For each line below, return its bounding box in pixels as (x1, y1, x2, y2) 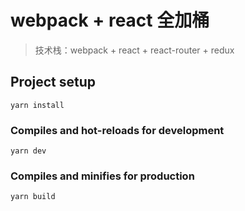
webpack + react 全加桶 (10, 9, 210, 32)
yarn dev (10, 146, 47, 156)
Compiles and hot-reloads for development (10, 123, 225, 137)
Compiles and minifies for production (10, 169, 195, 183)
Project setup (10, 74, 97, 91)
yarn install (10, 100, 65, 110)
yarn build (10, 192, 56, 202)
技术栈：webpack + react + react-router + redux (34, 44, 235, 56)
